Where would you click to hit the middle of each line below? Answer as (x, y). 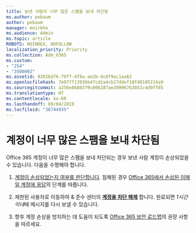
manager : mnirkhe (27, 28)
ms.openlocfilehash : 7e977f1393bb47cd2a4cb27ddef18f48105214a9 (85, 83)
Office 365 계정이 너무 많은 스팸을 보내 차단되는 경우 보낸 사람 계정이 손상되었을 (97, 157)
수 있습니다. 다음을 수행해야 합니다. (46, 165)
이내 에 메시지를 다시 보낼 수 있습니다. (57, 204)
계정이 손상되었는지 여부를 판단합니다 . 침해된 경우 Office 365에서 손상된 (97, 177)
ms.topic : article (28, 39)
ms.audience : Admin (30, 33)
